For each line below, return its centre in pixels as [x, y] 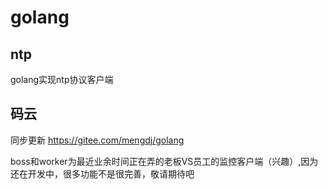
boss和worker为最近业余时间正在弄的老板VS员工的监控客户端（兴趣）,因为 [164, 161]
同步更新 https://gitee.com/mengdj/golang [97, 140]
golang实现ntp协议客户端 [62, 79]
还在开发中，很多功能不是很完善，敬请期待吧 [102, 173]
